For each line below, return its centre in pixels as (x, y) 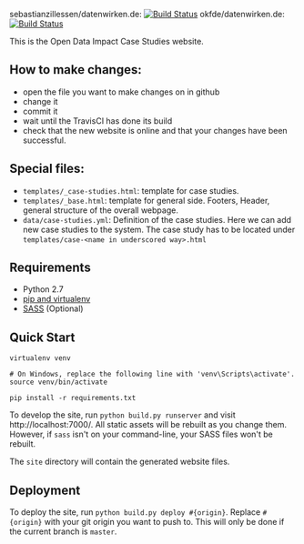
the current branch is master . (63, 531)
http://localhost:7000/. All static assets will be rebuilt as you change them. (148, 425)
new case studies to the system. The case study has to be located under (159, 229)
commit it (40, 111)
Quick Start (42, 337)
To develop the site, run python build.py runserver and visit (123, 415)
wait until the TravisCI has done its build (97, 121)
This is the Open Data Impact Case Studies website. (107, 41)
